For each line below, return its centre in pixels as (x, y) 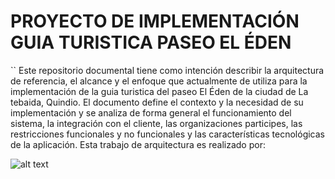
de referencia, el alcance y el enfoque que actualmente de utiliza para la (159, 81)
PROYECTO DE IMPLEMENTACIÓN (155, 21)
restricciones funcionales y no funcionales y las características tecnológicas (167, 134)
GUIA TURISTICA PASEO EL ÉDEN (151, 42)
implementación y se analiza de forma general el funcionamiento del (151, 112)
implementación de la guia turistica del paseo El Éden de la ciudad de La (159, 91)
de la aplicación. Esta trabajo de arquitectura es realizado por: (138, 144)
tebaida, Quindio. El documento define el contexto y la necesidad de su (157, 102)
